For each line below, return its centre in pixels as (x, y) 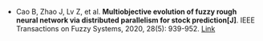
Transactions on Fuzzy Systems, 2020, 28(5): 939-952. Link (115, 29)
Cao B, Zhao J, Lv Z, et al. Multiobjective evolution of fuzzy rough (126, 12)
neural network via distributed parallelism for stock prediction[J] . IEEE (135, 20)
